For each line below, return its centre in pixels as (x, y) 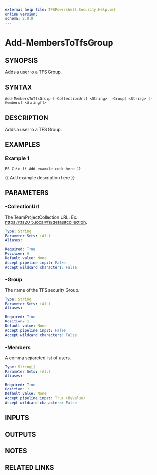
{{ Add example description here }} (40, 177)
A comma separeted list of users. (38, 358)
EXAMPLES (23, 144)
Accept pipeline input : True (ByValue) (45, 398)
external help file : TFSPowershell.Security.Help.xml (61, 9)
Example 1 (17, 158)
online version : (21, 14)
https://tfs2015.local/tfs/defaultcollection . (46, 222)
